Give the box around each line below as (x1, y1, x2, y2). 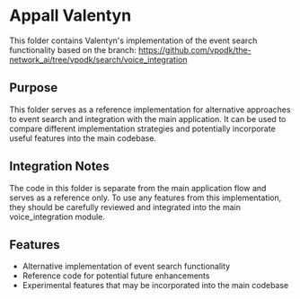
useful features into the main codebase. (9, 132, 157, 144)
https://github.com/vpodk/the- (138, 44, 251, 55)
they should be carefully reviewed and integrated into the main (9, 201, 241, 212)
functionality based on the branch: (9, 44, 137, 55)
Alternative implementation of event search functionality (22, 261, 231, 272)
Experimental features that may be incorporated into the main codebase (22, 280, 289, 291)
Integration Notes (9, 159, 110, 174)
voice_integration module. (9, 211, 106, 222)
